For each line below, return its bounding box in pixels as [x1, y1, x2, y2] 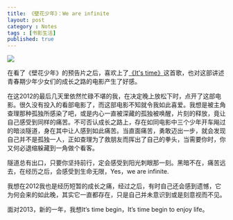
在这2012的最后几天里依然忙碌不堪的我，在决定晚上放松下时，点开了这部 [7, 92, 216, 100]
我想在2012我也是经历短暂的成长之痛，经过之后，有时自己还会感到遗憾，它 [7, 182, 222, 190]
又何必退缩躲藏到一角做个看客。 [7, 144, 98, 152]
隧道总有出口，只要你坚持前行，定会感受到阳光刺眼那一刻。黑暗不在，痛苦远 [7, 158, 226, 167]
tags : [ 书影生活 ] [7, 29, 57, 37]
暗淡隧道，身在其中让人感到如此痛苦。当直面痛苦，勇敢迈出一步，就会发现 [12, 127, 226, 135]
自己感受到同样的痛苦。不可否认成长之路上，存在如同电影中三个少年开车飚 [7, 118, 220, 127]
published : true [7, 36, 54, 43]
